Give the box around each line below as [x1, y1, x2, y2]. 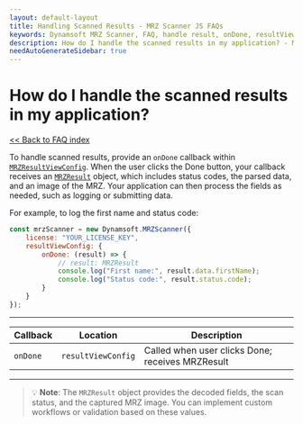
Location [78, 329, 118, 341]
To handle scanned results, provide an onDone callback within [9, 152, 236, 163]
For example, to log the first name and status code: [9, 208, 199, 219]
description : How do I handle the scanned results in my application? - [9, 38, 289, 48]
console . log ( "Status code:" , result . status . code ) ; [57, 275, 252, 284]
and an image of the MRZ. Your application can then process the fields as [9, 181, 282, 192]
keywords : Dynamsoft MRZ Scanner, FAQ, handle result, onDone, [9, 30, 252, 39]
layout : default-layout [9, 13, 99, 23]
